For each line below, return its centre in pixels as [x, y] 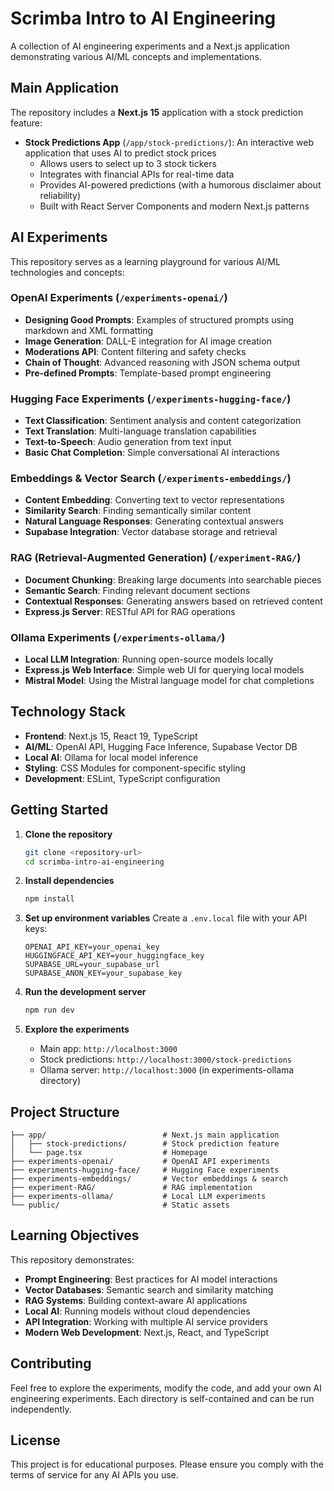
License [35, 1440]
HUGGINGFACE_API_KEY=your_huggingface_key [114, 956]
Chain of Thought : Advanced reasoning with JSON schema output [162, 362]
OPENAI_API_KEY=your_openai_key [92, 947]
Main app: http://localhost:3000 [108, 1049]
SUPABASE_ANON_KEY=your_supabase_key [103, 973]
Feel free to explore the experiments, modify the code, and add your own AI [166, 1388]
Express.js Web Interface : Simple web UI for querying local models [164, 670]
